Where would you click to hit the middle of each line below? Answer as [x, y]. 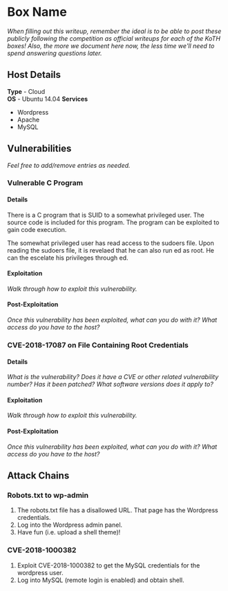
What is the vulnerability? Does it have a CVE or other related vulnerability [113, 377]
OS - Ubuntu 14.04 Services [48, 99]
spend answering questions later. [55, 53]
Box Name [37, 12]
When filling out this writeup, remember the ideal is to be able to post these [114, 31]
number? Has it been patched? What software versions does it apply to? [111, 385]
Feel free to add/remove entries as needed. [69, 165]
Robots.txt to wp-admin [48, 495]
